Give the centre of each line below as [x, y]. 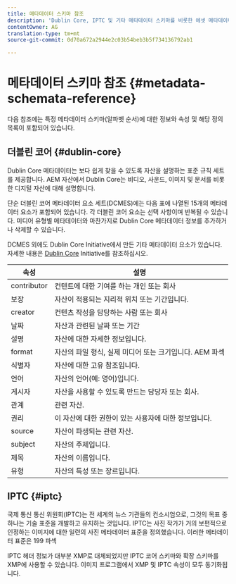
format [22, 352]
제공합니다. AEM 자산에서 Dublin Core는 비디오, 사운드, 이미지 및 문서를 [113, 179]
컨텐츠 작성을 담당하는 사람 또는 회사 [111, 312]
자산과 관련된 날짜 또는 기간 [97, 325]
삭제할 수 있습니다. [40, 229]
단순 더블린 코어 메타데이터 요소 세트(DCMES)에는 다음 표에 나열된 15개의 [108, 203]
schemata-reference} [72, 99]
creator [23, 312]
